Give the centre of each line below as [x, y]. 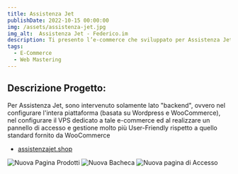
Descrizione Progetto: [57, 88]
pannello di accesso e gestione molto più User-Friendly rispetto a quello [112, 128]
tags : [15, 46]
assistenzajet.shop [45, 149]
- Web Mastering [38, 60]
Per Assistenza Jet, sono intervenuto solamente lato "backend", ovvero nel [116, 105]
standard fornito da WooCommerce [59, 135]
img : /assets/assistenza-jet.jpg [57, 27]
